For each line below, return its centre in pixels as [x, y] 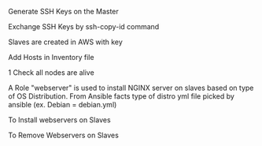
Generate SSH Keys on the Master [64, 11]
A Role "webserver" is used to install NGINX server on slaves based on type [131, 88]
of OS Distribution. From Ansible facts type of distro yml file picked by [121, 96]
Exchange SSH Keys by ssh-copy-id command [84, 26]
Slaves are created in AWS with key [66, 42]
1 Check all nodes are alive [51, 73]
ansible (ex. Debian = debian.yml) [63, 105]
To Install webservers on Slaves [60, 120]
